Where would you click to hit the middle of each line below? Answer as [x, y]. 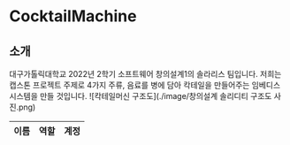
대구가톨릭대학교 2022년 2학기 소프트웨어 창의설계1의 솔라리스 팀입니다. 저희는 [145, 74]
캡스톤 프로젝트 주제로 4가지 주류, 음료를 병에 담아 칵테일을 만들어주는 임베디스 [145, 85]
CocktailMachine [73, 16]
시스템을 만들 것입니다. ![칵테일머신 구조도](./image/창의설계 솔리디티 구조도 [141, 96]
